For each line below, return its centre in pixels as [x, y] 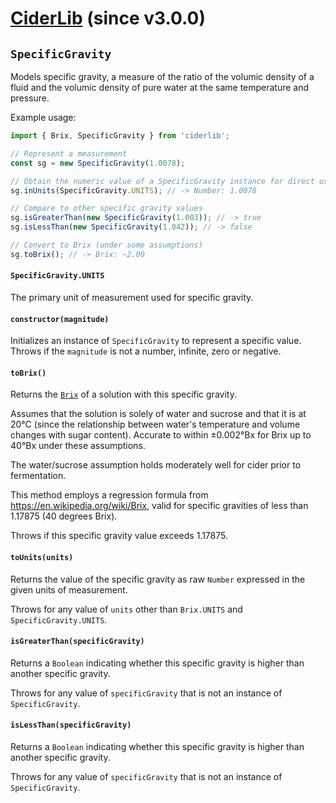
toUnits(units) [42, 557]
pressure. [30, 98]
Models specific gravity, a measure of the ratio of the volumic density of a [162, 76]
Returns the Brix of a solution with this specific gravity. [123, 394]
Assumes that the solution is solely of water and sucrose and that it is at [158, 414]
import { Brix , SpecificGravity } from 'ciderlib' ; [120, 136]
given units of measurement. [69, 589]
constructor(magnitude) [60, 319]
